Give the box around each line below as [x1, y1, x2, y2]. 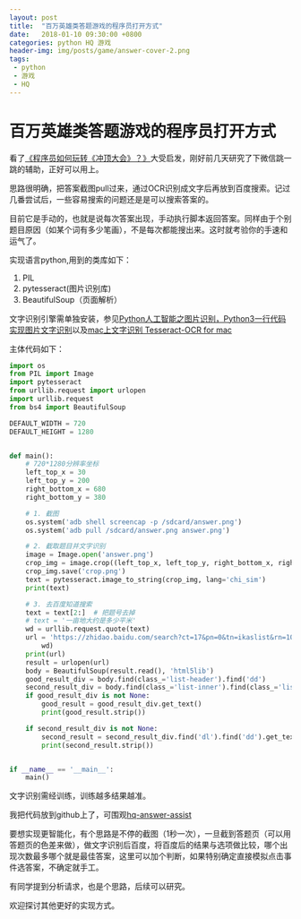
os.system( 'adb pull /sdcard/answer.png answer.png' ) [25, 526, 230, 535]
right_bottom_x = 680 [25, 485, 106, 494]
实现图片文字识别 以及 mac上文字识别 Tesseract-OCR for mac [9, 324, 233, 335]
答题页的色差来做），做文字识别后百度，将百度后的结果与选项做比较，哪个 [9, 839, 280, 851]
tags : [9, 55, 30, 64]
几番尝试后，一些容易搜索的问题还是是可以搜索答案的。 [9, 193, 213, 204]
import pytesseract [9, 378, 82, 387]
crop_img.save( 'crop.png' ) [25, 567, 126, 576]
